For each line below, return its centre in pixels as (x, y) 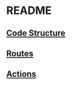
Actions (21, 74)
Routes (20, 53)
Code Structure (36, 33)
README (29, 11)
